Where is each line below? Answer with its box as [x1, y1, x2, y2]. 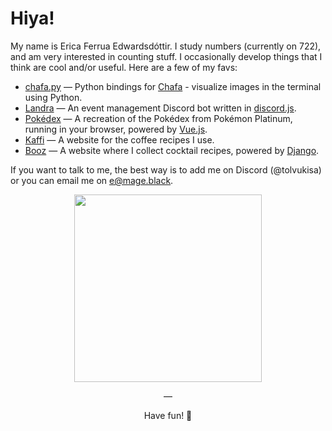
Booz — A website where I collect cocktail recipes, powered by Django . [24, 144, 320, 156]
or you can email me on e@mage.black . [10, 174, 174, 186]
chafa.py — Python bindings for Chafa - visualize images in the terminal [24, 80, 322, 92]
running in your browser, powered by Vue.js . [24, 123, 208, 135]
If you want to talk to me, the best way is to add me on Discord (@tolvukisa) [10, 163, 322, 176]
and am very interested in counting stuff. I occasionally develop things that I [10, 50, 323, 62]
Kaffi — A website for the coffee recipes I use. [24, 133, 215, 146]
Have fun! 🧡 [143, 409, 193, 421]
